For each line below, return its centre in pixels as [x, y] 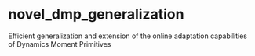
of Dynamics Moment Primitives [60, 44]
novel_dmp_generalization [96, 14]
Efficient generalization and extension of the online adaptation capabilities [127, 36]
